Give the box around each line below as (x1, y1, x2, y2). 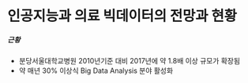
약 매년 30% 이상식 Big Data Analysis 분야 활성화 (18, 66, 174, 75)
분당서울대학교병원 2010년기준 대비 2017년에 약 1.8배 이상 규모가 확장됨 (18, 56, 241, 66)
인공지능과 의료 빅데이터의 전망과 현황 (7, 7, 238, 25)
